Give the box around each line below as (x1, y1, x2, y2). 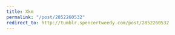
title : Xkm (6, 8, 34, 15)
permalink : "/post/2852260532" (6, 14, 85, 20)
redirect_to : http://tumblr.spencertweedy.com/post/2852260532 (6, 20, 170, 26)
